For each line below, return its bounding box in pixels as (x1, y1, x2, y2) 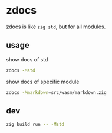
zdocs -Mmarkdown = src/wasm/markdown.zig (6, 89, 107, 95)
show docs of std (6, 56, 48, 63)
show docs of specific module (6, 78, 80, 85)
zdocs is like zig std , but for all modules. (6, 23, 106, 30)
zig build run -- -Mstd (6, 122, 65, 128)
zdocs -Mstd (6, 67, 35, 73)
